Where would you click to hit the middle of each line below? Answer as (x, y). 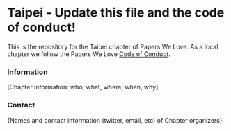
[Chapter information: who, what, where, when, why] (83, 87)
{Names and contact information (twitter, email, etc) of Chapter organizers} (115, 120)
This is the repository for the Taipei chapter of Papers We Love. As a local (113, 46)
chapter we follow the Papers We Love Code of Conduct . (89, 54)
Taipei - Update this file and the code (116, 13)
